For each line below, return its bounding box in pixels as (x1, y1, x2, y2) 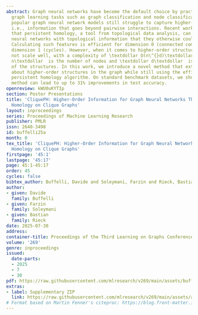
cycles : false (6, 174, 41, 180)
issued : (6, 251, 25, 256)
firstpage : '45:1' (6, 151, 51, 157)
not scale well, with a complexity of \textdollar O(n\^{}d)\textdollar (11, 53, 194, 59)
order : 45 (6, 168, 31, 174)
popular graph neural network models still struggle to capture (11, 20, 173, 25)
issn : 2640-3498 (6, 124, 46, 130)
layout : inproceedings (6, 108, 62, 113)
